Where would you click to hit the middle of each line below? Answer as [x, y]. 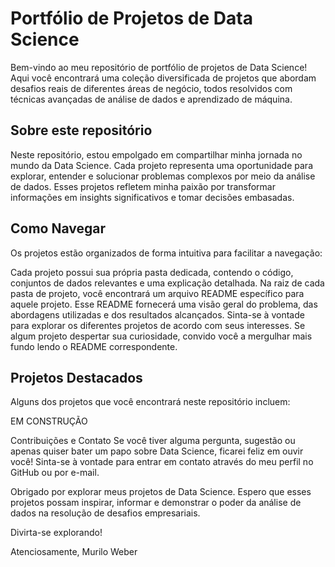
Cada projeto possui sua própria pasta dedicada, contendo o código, [152, 272]
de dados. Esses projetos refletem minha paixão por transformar [143, 186]
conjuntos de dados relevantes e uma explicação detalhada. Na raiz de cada [167, 283]
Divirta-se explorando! [56, 533]
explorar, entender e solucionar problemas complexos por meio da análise [163, 176]
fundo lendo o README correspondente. [94, 346]
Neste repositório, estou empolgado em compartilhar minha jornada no [156, 154]
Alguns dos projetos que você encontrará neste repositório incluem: [150, 402]
